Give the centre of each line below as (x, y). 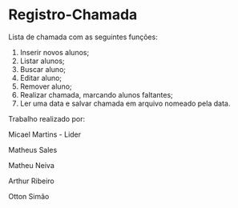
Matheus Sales (33, 150)
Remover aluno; (46, 86)
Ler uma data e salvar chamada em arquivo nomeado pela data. (125, 103)
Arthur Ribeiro (31, 181)
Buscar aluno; (43, 69)
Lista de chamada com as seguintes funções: (83, 37)
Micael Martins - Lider (45, 134)
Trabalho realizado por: (47, 118)
